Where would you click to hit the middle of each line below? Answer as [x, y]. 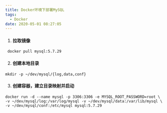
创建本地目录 [26, 63]
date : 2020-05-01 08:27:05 [33, 24]
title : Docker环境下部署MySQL [35, 10]
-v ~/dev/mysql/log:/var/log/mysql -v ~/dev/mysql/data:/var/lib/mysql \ [84, 101]
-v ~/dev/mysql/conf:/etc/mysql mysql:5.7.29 [53, 105]
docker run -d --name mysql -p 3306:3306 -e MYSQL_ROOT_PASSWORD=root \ [83, 97]
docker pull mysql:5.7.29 [34, 51]
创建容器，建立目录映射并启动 [43, 86]
